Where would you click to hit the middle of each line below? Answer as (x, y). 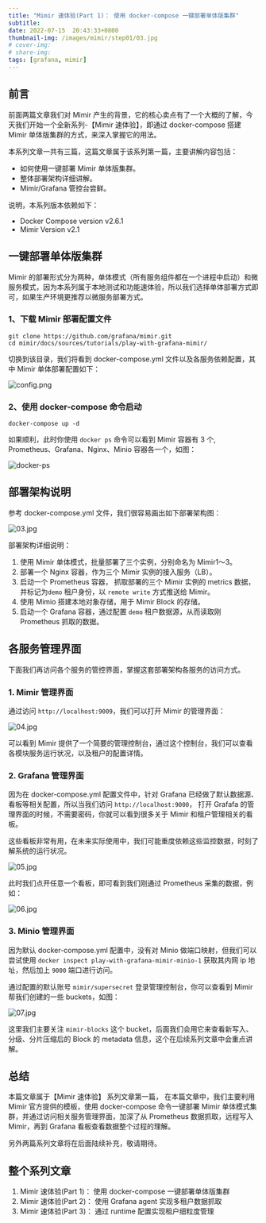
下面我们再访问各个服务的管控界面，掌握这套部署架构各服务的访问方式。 (126, 669)
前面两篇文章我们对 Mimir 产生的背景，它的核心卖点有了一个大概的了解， (127, 114)
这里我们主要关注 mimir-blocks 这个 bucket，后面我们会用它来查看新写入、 (131, 1028)
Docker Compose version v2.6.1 (71, 221)
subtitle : (25, 23)
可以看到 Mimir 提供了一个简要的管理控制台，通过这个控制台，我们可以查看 (131, 743)
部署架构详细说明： (40, 545)
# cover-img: (30, 45)
